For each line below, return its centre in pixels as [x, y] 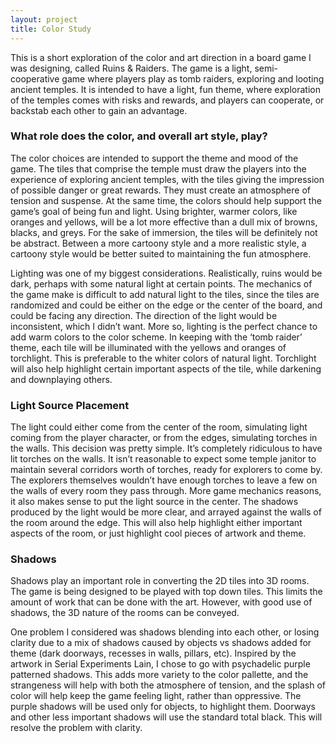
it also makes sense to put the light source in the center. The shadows [154, 502]
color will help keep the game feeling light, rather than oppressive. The [156, 696]
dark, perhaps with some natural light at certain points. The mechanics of [161, 283]
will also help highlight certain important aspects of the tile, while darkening [166, 368]
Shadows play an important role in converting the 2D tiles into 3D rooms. [160, 581]
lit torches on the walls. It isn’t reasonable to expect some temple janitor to [163, 459]
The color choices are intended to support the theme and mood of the [154, 158]
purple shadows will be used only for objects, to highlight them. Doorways [163, 707]
